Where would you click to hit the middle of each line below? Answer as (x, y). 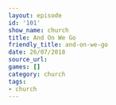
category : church (37, 74)
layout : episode (35, 15)
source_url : (28, 60)
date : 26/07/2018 (37, 52)
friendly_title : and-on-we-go (58, 45)
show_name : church (39, 30)
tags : (17, 81)
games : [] (25, 67)
